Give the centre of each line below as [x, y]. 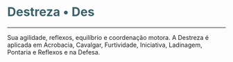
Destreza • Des [51, 12]
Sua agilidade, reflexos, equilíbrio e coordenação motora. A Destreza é [108, 37]
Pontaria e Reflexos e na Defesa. [54, 52]
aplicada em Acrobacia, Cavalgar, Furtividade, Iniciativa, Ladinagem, [105, 45]
